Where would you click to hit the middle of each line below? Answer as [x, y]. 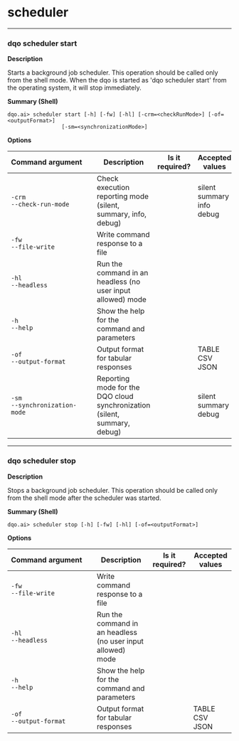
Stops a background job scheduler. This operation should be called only [113, 490]
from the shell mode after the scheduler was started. [84, 498]
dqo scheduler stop [42, 461]
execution [113, 188]
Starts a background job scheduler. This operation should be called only [113, 73]
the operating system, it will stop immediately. [74, 88]
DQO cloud [115, 397]
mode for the [118, 388]
